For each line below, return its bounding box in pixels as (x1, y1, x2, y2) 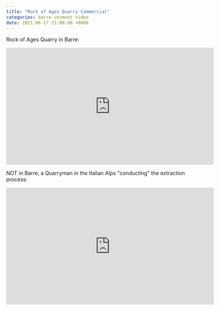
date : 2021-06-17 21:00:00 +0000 (6, 20, 89, 26)
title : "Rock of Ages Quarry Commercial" (6, 8, 110, 15)
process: (6, 176, 28, 183)
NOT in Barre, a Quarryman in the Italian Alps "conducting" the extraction (6, 170, 185, 177)
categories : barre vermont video (6, 14, 89, 20)
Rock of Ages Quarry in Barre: (6, 36, 80, 43)
